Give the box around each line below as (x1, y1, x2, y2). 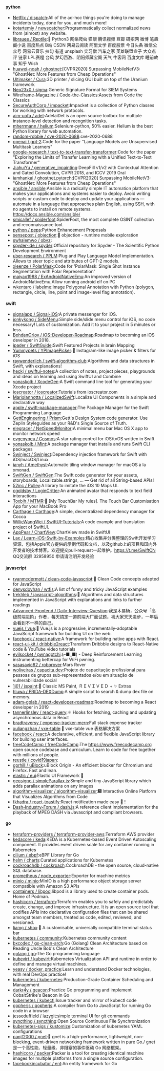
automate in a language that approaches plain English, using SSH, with (12, 201, 155, 207)
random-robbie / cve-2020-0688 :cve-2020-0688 (12, 133, 113, 139)
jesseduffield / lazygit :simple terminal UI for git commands (12, 1013, 130, 1019)
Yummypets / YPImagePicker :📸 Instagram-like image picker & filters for (12, 347, 156, 354)
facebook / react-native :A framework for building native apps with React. (12, 636, 160, 642)
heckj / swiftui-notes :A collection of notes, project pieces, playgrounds (12, 368, 155, 374)
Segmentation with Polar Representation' (12, 269, 95, 275)
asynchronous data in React (12, 714, 69, 720)
